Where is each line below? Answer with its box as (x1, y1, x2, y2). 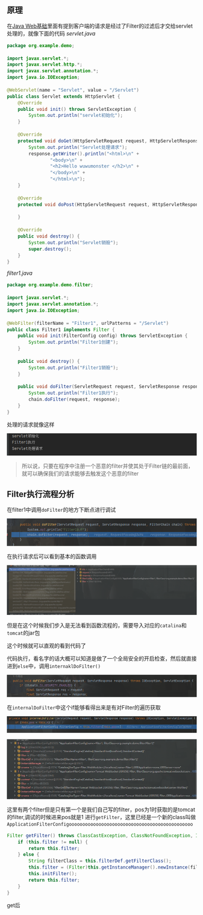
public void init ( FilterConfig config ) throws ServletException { (17, 333, 188, 339)
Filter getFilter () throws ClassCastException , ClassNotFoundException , (7, 832, 193, 838)
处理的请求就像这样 (7, 421, 55, 428)
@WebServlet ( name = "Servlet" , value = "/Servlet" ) (7, 87, 139, 93)
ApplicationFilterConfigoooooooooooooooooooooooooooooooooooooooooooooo (7, 821, 193, 827)
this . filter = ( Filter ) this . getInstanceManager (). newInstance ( (28, 864, 190, 870)
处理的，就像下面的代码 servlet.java (7, 30, 96, 37)
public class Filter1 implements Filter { (7, 327, 115, 333)
